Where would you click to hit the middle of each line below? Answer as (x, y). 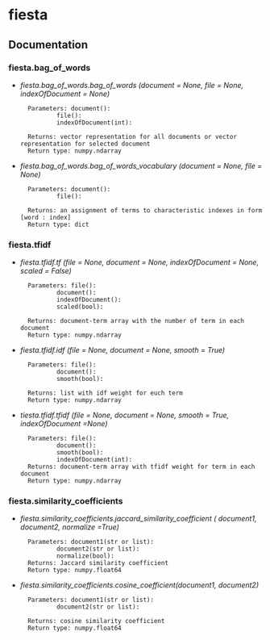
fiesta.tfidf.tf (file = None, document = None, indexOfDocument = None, (139, 262)
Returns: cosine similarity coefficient (96, 621)
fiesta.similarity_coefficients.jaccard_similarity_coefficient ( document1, (138, 519)
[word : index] (46, 217)
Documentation (48, 45)
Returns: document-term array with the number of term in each (136, 321)
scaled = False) (46, 271)
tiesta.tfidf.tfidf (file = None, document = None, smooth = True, (125, 415)
